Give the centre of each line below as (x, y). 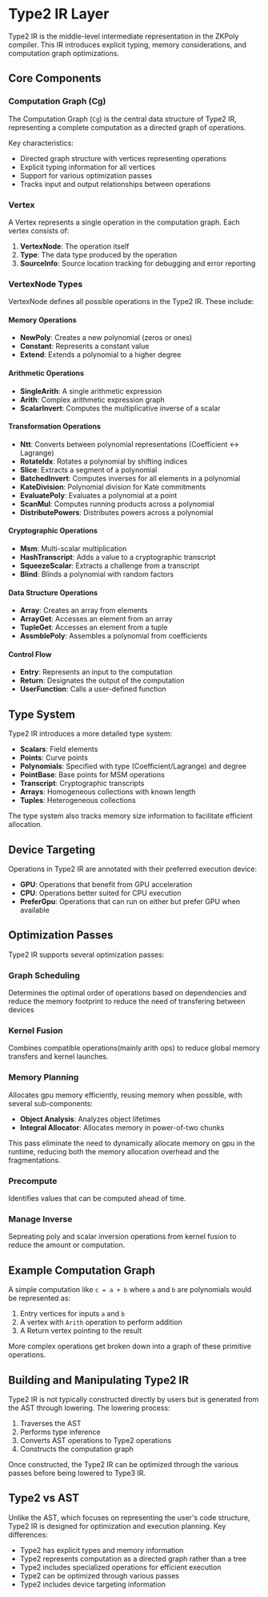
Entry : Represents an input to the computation (96, 672)
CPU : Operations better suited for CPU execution (100, 893)
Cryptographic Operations (53, 531)
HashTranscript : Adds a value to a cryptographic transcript (118, 557)
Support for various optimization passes (86, 175)
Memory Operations (43, 320)
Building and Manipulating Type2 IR (99, 1380)
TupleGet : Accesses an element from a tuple (94, 627)
